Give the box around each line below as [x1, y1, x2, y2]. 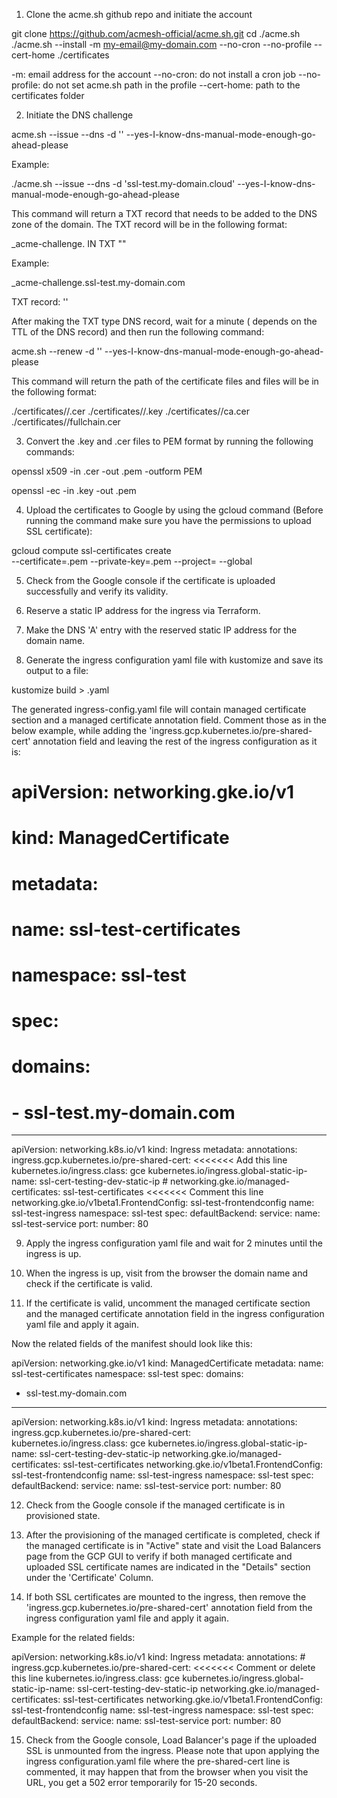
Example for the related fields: [11, 1632, 136, 1644]
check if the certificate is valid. [25, 1278, 153, 1290]
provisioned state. [25, 1510, 101, 1522]
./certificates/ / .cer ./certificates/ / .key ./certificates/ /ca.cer [11, 405, 250, 417]
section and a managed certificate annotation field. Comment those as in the [11, 714, 328, 726]
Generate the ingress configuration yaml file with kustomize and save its [25, 654, 324, 666]
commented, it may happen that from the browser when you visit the [25, 1766, 309, 1778]
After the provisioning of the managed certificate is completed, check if [25, 1529, 321, 1541]
